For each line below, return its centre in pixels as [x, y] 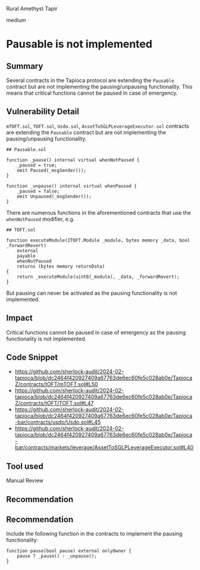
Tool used [25, 466]
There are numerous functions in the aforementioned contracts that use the [99, 212]
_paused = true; [37, 165]
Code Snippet [32, 357]
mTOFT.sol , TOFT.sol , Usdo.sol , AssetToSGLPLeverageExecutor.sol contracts [98, 126]
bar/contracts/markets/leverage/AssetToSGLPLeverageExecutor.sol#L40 [104, 447]
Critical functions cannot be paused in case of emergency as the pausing [96, 332]
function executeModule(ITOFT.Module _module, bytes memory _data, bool [98, 240]
